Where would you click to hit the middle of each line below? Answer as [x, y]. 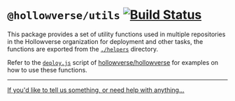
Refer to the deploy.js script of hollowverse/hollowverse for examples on [113, 62]
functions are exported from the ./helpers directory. [83, 49]
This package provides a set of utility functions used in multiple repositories [116, 34]
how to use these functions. [47, 70]
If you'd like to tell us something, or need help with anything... [96, 90]
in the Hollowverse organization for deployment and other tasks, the [105, 41]
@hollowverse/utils [64, 16]
